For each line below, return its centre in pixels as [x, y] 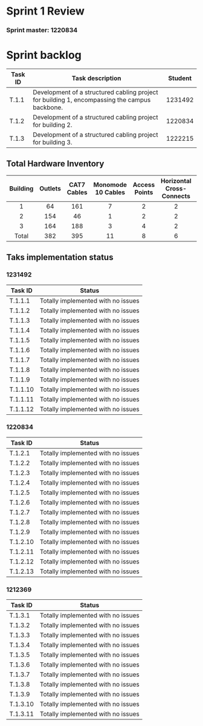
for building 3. [53, 143]
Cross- [176, 188]
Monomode [110, 184]
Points [144, 192]
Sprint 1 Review [45, 11]
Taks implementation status [60, 257]
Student [180, 78]
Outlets [50, 188]
